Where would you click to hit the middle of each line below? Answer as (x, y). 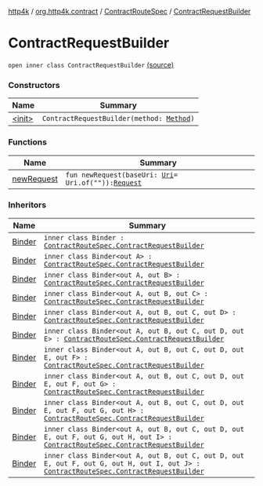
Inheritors (27, 205)
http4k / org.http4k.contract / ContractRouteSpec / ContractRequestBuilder (130, 11)
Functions (27, 142)
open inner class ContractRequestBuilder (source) (91, 64)
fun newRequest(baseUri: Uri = (122, 175)
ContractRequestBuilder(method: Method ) (118, 119)
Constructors (34, 85)
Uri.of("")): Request (104, 183)
